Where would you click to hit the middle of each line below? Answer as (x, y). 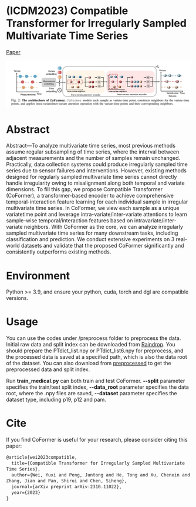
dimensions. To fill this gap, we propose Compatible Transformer (85, 189)
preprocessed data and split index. (48, 369)
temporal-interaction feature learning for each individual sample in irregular (97, 202)
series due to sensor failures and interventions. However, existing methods (96, 171)
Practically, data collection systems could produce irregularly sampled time (97, 164)
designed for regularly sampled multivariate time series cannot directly (92, 177)
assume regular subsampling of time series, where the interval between (93, 152)
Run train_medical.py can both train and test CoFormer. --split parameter (96, 381)
